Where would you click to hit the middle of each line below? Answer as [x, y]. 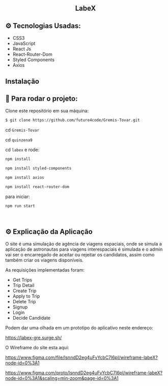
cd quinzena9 [19, 140]
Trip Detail [23, 285]
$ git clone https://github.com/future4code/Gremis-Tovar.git [73, 120]
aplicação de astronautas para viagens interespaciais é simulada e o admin [84, 249]
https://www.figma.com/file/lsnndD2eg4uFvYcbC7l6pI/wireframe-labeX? [82, 357]
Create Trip [24, 291]
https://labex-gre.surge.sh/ [34, 338]
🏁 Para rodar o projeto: [41, 98]
